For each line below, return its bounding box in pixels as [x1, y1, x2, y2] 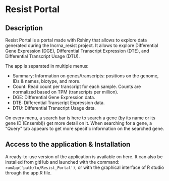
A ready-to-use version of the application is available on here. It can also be [5, 153, 163, 160]
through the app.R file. [5, 169, 52, 175]
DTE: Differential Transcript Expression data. [12, 100, 105, 106]
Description [5, 24, 43, 32]
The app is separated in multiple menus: [5, 63, 89, 69]
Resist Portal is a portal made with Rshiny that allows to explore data [5, 37, 147, 43]
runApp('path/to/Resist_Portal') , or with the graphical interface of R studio [5, 164, 164, 170]
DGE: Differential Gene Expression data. [12, 95, 95, 100]
